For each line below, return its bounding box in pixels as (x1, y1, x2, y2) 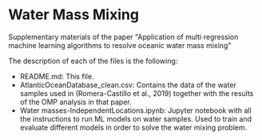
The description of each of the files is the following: (8, 56, 178, 66)
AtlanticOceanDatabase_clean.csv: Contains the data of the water (19, 80, 237, 90)
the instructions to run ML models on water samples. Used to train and (19, 114, 252, 123)
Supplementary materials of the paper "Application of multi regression (8, 32, 239, 42)
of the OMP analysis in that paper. (19, 97, 132, 106)
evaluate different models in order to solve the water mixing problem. (19, 122, 248, 132)
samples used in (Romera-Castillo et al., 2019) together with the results (19, 88, 254, 98)
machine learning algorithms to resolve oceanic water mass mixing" (8, 40, 232, 50)
